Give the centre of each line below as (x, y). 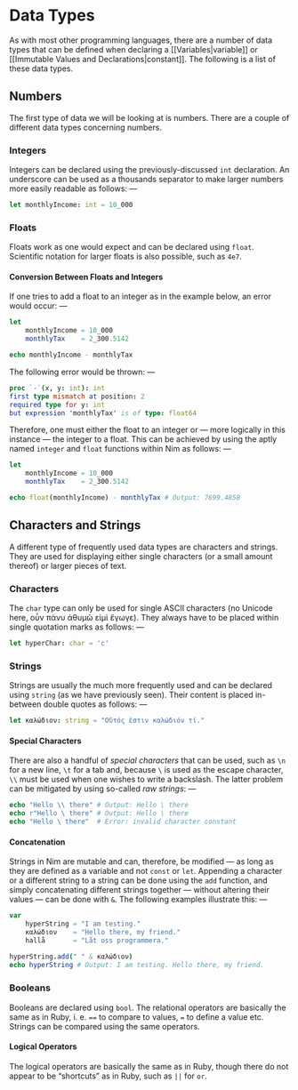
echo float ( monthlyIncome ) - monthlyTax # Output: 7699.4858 (125, 498)
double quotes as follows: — (95, 704)
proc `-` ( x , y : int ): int (57, 388)
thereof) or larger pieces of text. (68, 565)
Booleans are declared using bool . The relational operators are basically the (148, 1007)
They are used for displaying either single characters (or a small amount (141, 556)
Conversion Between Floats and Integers (86, 277)
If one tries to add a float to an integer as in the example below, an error (141, 297)
